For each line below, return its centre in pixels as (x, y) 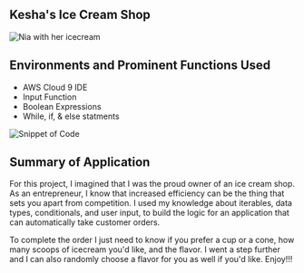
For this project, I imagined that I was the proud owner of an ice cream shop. (152, 184)
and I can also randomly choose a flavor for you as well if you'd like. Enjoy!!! (151, 259)
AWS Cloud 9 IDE (55, 87)
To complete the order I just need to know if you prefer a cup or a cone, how (152, 240)
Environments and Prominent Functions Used (140, 66)
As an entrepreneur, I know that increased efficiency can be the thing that (147, 193)
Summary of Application (80, 162)
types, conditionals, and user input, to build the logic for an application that (150, 213)
